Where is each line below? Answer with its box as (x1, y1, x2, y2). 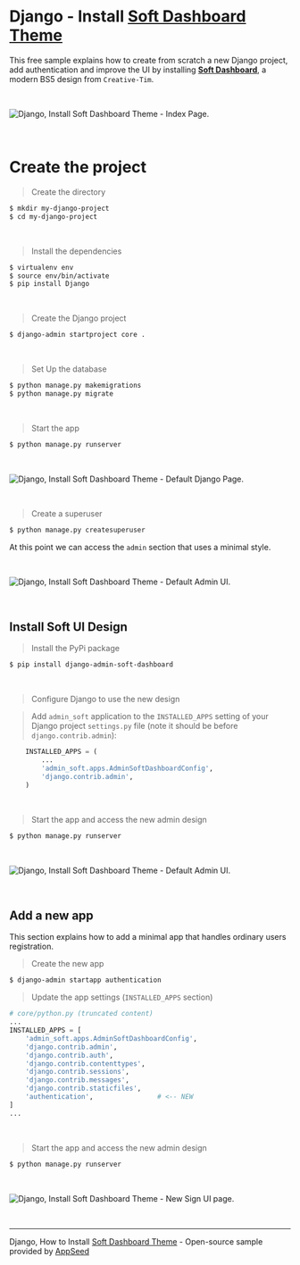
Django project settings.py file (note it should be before (30, 721, 238, 732)
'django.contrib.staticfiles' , (25, 1084, 142, 1093)
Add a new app (9, 908, 94, 923)
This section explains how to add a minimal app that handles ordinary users (9, 932, 287, 942)
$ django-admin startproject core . (9, 331, 146, 339)
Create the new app (30, 959, 104, 969)
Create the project (9, 157, 147, 178)
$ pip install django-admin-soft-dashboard (9, 660, 174, 669)
